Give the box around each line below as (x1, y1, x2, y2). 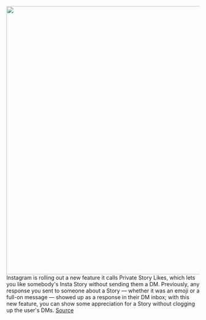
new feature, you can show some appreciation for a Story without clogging (6, 300, 195, 307)
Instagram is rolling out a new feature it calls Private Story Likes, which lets (6, 274, 196, 281)
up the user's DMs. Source (6, 307, 74, 314)
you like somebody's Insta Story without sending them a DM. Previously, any (6, 281, 200, 288)
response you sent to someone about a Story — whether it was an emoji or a (6, 287, 200, 294)
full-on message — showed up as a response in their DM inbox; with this (6, 294, 190, 300)
